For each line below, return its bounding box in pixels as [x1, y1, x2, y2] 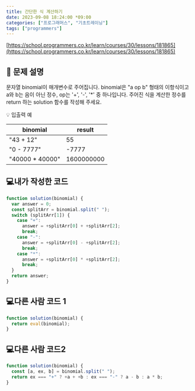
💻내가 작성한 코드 [6, 177, 68, 187]
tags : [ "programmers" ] [6, 25, 62, 32]
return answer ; [11, 273, 49, 279]
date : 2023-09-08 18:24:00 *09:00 [6, 14, 92, 20]
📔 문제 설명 [6, 67, 44, 77]
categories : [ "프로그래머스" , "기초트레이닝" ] [6, 20, 108, 26]
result [76, 126, 94, 134]
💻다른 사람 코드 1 [6, 296, 66, 306]
